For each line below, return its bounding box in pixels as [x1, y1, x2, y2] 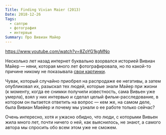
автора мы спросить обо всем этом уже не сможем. [5, 124, 117, 130]
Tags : [5, 16, 16, 21]
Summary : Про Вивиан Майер [5, 35, 61, 40]
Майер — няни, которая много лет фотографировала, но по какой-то [5, 63, 151, 69]
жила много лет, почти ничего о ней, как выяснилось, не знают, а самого [5, 119, 161, 125]
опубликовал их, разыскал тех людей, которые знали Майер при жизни [5, 83, 157, 89]
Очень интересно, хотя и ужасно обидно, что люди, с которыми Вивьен [5, 114, 158, 120]
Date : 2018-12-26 [5, 12, 41, 17]
